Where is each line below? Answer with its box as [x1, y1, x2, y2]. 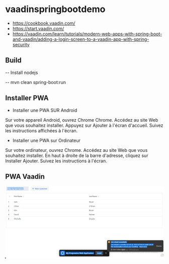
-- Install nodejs [5, 69, 38, 75]
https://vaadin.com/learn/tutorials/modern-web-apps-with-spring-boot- [12, 31, 162, 37]
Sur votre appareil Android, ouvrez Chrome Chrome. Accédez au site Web [5, 117, 158, 123]
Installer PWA [5, 94, 49, 103]
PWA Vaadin [5, 172, 45, 181]
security [12, 41, 30, 47]
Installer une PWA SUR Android [12, 107, 77, 113]
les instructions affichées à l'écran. [5, 127, 78, 134]
